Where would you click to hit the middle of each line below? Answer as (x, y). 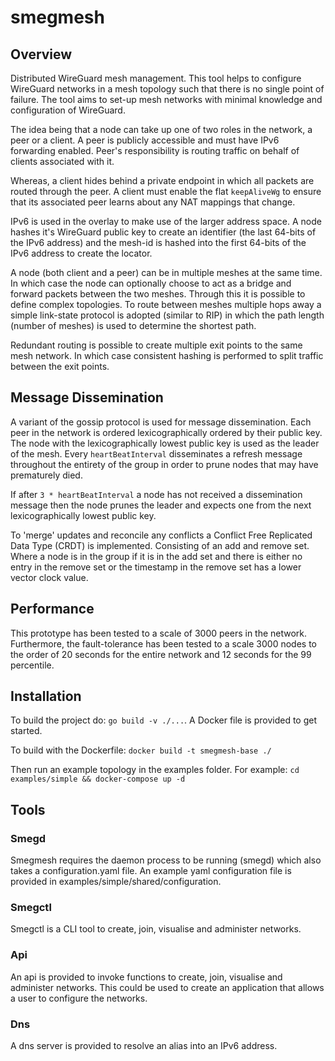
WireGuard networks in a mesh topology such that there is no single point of (167, 89)
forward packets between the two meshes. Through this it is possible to (158, 294)
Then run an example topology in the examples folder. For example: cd (155, 770)
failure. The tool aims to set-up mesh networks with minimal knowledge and (166, 99)
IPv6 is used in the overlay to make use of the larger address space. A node (166, 221)
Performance (52, 609)
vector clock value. (49, 577)
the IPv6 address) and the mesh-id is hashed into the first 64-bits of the (158, 242)
